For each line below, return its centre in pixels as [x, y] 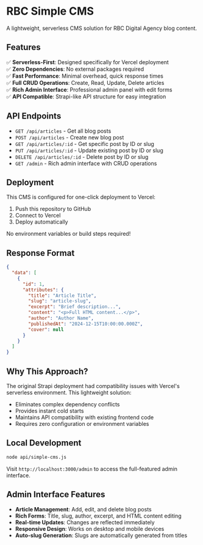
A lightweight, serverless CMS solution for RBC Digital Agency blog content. [101, 28]
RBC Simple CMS [50, 11]
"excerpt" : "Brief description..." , [75, 307]
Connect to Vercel [38, 216]
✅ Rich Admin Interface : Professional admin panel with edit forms [89, 89]
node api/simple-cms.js [37, 457]
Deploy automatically [41, 222]
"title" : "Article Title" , [62, 295]
